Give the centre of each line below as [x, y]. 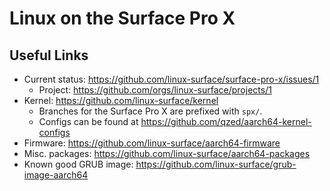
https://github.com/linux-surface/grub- [216, 164]
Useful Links [49, 55]
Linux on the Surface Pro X [122, 18]
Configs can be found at [88, 121]
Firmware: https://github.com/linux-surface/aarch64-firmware [152, 143]
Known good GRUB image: [78, 164]
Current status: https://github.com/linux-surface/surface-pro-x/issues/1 [171, 79]
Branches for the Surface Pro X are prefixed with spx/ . [150, 111]
